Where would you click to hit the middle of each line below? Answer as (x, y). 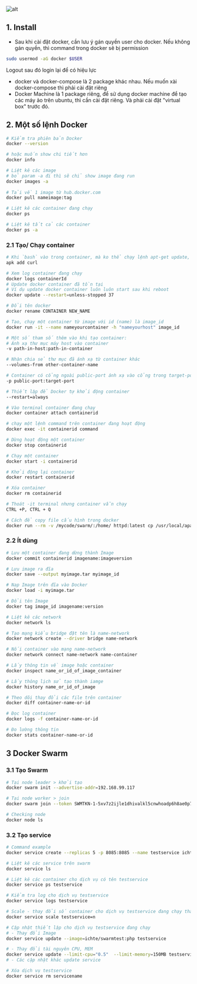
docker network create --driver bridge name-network (72, 639)
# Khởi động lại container (40, 472)
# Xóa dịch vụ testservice (39, 971)
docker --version (27, 144)
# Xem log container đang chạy (44, 273)
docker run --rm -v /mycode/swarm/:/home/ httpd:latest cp (80, 526)
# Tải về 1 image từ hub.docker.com (53, 192)
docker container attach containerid (52, 413)
